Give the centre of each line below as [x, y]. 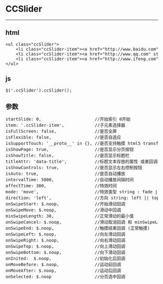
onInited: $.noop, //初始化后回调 [65, 259]
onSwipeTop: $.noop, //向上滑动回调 [65, 246]
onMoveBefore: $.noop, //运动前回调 [63, 265]
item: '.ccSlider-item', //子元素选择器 [65, 125]
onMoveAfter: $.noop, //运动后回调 [63, 271]
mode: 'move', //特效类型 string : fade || [83, 192]
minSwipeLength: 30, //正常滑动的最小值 [70, 216]
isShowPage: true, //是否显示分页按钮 [70, 150]
